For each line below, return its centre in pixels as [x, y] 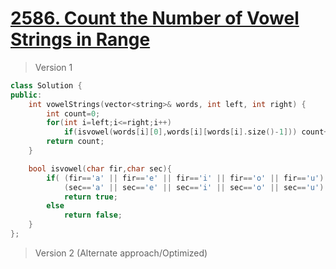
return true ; [90, 197]
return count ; [75, 142]
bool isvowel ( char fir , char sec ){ [100, 168]
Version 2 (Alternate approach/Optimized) [121, 253]
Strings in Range [80, 39]
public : [26, 95]
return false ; [93, 215]
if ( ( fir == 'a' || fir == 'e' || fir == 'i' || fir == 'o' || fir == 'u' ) [185, 178]
